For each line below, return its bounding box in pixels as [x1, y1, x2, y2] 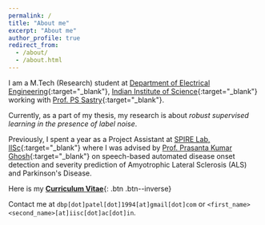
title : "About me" [8, 19, 70, 27]
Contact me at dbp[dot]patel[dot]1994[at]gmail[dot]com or [8, 199, 206, 208]
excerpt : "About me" [8, 26, 78, 34]
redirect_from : [8, 41, 59, 49]
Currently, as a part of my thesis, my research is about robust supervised [8, 110, 250, 120]
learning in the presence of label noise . [8, 119, 138, 128]
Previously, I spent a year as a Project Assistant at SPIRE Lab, [8, 134, 211, 144]
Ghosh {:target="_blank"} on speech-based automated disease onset [8, 151, 235, 160]
